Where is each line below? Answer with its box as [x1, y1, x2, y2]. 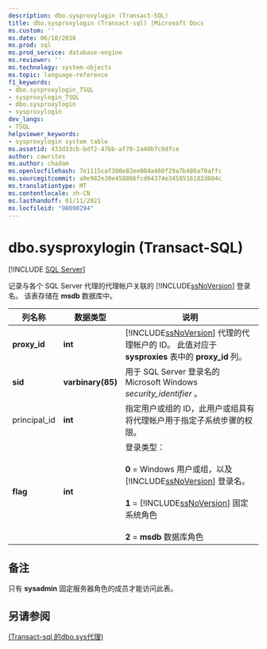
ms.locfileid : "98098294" [8, 204, 94, 212]
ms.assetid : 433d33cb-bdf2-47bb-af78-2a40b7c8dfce [8, 145, 180, 153]
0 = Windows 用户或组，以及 [125, 463, 233, 475]
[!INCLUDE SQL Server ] [8, 264, 86, 275]
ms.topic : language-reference [8, 71, 109, 79]
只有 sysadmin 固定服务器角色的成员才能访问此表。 [8, 584, 178, 593]
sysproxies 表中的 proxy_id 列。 [125, 351, 247, 362]
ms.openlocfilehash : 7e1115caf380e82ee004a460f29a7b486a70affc [8, 167, 222, 175]
